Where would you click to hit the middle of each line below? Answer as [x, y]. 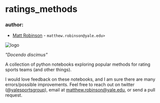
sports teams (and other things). [38, 70]
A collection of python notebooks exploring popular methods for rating [78, 64]
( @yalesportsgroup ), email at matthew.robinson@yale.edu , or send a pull [80, 90]
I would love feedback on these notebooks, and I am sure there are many [80, 79]
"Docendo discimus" [26, 55]
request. [14, 95]
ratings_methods [41, 9]
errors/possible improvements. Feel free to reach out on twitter [70, 85]
